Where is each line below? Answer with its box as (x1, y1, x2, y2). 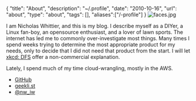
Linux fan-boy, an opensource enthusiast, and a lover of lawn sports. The (6, 29, 184, 36)
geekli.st (14, 82, 36, 89)
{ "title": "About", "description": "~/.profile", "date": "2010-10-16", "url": (6, 5, 177, 12)
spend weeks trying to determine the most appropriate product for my (6, 41, 175, 48)
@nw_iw (14, 89, 35, 95)
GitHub (14, 76, 32, 83)
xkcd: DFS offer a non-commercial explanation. (6, 54, 120, 60)
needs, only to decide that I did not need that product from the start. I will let (6, 47, 191, 54)
